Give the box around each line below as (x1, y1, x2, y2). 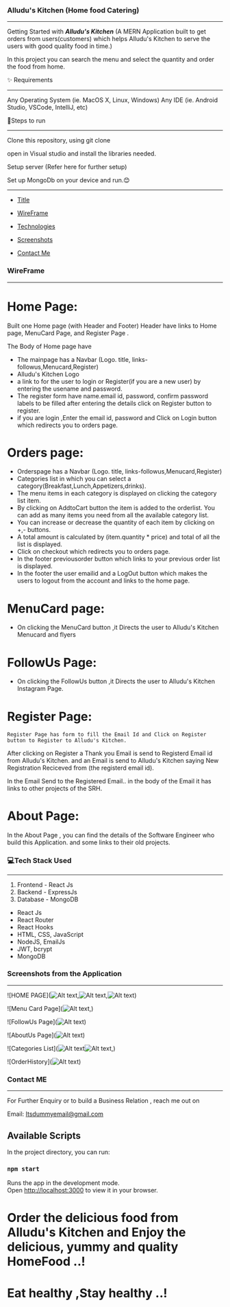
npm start (7, 1164, 40, 1173)
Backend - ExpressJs (16, 888, 77, 896)
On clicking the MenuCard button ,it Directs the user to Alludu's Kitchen (16, 623, 219, 632)
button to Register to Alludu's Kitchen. (7, 737, 127, 744)
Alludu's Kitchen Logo (16, 369, 80, 378)
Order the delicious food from (7, 1210, 179, 1225)
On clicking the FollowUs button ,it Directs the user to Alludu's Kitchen (16, 677, 216, 685)
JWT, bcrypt (16, 944, 53, 953)
